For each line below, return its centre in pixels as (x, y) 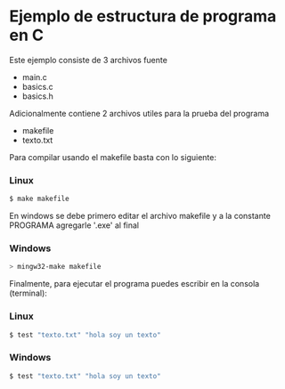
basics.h (37, 96)
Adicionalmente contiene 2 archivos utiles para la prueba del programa (139, 113)
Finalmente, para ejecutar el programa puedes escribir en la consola (134, 284)
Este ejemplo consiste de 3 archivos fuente (88, 60)
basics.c (37, 86)
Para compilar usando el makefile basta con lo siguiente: (113, 157)
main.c (34, 77)
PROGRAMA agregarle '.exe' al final (74, 225)
